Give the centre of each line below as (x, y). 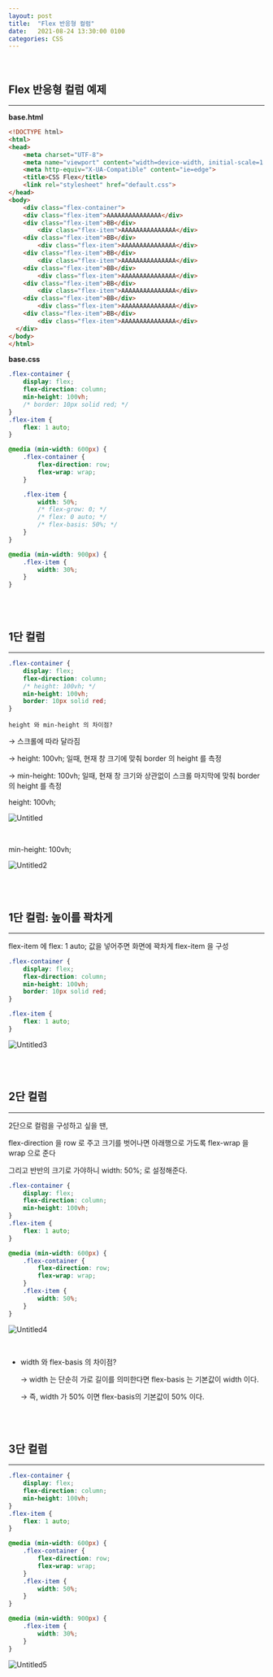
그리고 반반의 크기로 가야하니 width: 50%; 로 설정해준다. (98, 1170)
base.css (24, 360)
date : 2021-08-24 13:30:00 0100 (67, 31)
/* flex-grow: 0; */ (72, 509)
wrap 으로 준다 (32, 1153)
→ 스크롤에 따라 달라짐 (45, 741)
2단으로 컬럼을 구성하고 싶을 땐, (58, 1125)
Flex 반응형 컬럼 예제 (58, 89)
